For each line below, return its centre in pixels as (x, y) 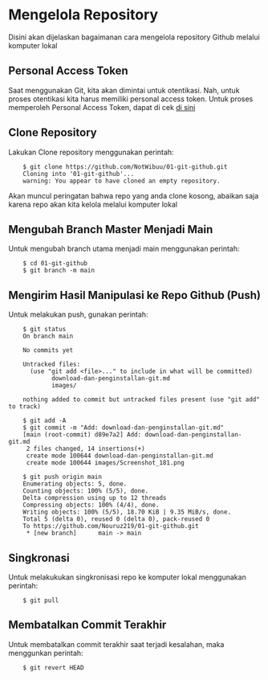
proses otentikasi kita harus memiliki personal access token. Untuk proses (131, 99)
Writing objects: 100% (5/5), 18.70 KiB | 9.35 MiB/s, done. (127, 512)
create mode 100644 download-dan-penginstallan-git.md (120, 456)
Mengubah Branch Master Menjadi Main (111, 229)
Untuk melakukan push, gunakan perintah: (78, 314)
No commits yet (48, 350)
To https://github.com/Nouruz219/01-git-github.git (111, 526)
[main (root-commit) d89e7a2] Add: (82, 435)
